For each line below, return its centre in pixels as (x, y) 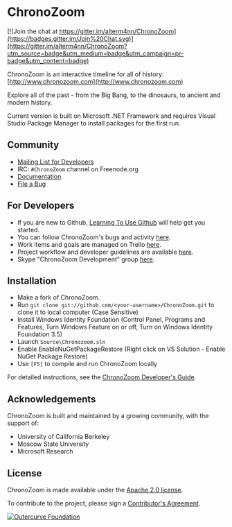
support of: (23, 423)
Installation (32, 280)
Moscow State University (53, 444)
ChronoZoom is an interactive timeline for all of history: (86, 74)
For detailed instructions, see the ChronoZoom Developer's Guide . (102, 377)
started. (28, 230)
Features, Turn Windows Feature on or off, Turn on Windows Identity (115, 327)
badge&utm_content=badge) (48, 60)
